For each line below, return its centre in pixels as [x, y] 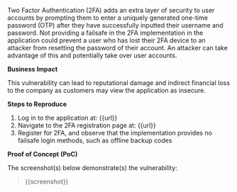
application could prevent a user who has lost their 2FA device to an [106, 40]
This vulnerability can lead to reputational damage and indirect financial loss [119, 83]
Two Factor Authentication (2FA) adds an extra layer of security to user [111, 10]
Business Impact [33, 69]
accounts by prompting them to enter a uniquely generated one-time [108, 18]
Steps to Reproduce [37, 104]
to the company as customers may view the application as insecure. [107, 90]
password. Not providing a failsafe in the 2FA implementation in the [105, 33]
